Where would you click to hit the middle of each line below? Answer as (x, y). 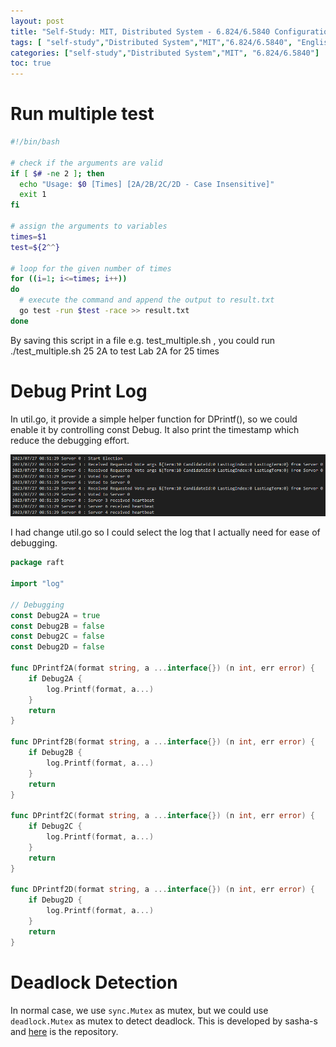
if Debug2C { (55, 826)
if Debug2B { (55, 753)
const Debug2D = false (57, 647)
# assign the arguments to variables (89, 226)
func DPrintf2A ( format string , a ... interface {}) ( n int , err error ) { (162, 668)
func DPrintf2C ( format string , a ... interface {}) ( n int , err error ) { (162, 816)
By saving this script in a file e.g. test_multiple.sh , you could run (143, 340)
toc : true (31, 63)
